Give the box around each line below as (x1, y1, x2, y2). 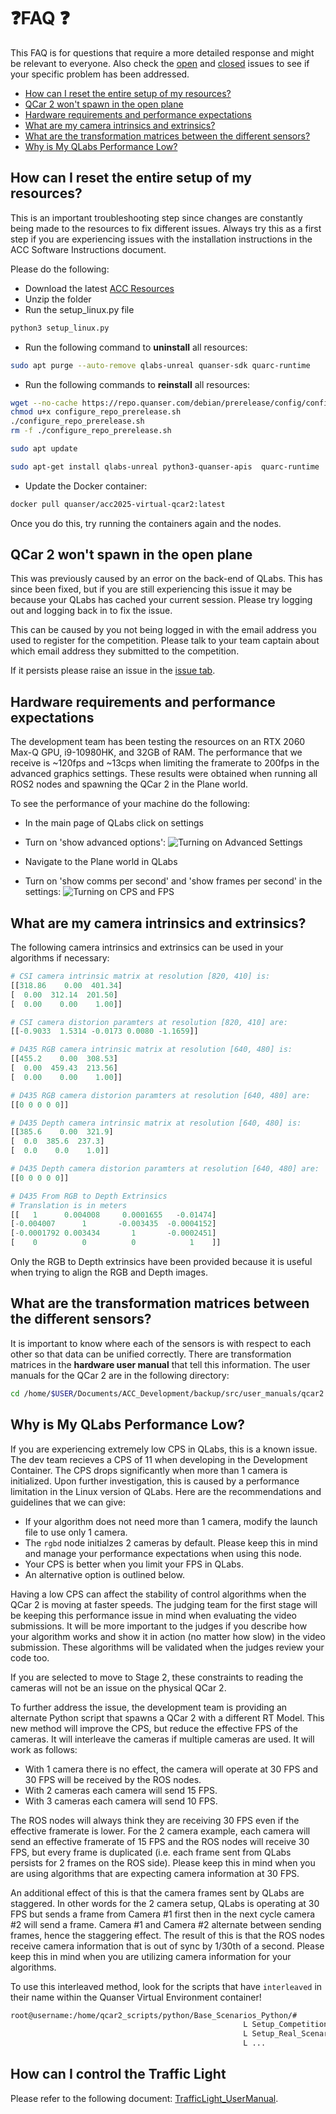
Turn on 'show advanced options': (24, 836, 167, 849)
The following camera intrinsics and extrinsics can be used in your (10, 941, 284, 954)
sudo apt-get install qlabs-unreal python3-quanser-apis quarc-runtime (10, 461, 320, 472)
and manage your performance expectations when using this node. (24, 1547, 302, 1559)
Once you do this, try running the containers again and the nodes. (10, 517, 282, 529)
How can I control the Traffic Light (10, 2066, 227, 2083)
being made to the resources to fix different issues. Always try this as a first (10, 222, 322, 234)
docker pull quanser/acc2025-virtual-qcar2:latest (10, 499, 226, 509)
